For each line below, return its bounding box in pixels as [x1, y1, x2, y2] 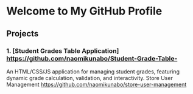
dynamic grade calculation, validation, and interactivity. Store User [6, 74, 174, 81]
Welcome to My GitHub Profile [6, 4, 163, 18]
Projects [6, 29, 39, 39]
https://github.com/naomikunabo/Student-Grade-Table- [6, 54, 178, 62]
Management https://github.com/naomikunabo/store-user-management [6, 81, 187, 88]
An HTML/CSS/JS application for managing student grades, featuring [6, 68, 180, 75]
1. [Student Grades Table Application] [6, 47, 119, 55]
